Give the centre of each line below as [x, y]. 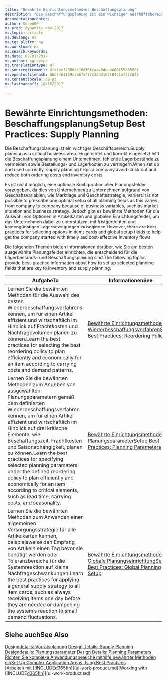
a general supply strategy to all [44, 586]
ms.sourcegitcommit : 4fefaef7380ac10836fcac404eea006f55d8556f [72, 70]
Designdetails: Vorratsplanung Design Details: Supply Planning [69, 647]
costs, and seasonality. [34, 503]
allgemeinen [22, 523]
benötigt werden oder [33, 554]
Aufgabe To [45, 280]
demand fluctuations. [32, 617]
